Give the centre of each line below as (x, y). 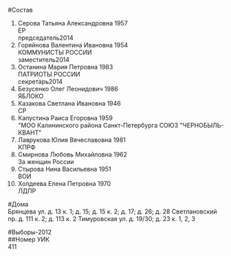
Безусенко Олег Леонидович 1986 (68, 89)
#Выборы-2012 (30, 232)
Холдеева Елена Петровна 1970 (64, 184)
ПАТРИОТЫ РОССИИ (49, 74)
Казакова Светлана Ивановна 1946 (69, 103)
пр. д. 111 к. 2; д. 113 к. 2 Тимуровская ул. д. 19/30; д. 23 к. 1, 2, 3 (101, 219)
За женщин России (46, 162)
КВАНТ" (30, 132)
